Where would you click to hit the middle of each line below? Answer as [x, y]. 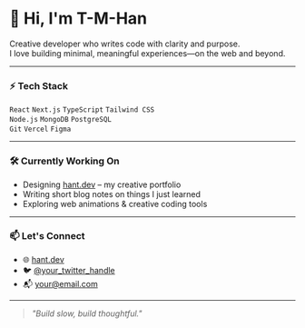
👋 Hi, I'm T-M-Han [79, 19]
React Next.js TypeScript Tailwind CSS [82, 110]
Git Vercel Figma [40, 129]
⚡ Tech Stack [39, 85]
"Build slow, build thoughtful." [87, 313]
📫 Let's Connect [47, 236]
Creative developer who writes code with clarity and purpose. [125, 44]
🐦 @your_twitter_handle [69, 270]
